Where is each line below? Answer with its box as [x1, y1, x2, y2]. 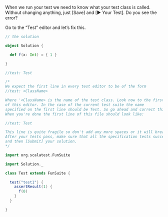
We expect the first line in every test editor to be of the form [5, 84, 146, 89]
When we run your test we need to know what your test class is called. [5, 4, 151, 10]
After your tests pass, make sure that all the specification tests [5, 134, 151, 139]
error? [5, 15, 18, 20]
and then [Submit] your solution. [5, 139, 77, 144]
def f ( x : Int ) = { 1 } [9, 52, 57, 57]
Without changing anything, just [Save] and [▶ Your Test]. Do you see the [5, 9, 157, 15]
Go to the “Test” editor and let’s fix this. [5, 24, 86, 30]
